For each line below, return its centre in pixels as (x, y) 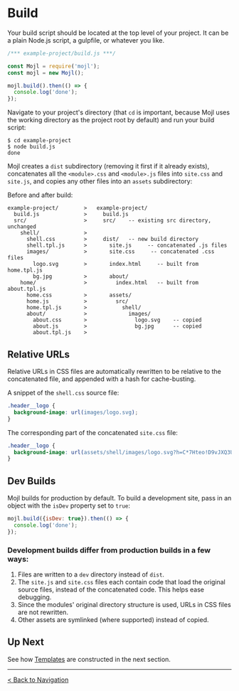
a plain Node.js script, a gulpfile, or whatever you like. (86, 40)
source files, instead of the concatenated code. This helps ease (111, 589)
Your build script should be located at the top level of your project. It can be (118, 33)
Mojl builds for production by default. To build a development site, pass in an (119, 498)
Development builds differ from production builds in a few (109, 550)
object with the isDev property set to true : (69, 505)
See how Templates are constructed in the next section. (89, 659)
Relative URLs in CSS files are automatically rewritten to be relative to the (115, 371)
